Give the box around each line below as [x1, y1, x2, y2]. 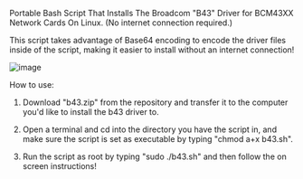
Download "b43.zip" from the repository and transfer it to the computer [22, 97, 289, 108]
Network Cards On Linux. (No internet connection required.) [9, 17, 233, 28]
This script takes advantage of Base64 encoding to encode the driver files [9, 35, 287, 45]
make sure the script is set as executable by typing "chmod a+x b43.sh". [22, 134, 294, 144]
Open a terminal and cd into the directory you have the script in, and [22, 124, 278, 135]
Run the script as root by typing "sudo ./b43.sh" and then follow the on [22, 151, 287, 162]
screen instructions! [22, 161, 97, 171]
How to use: [9, 80, 54, 89]
